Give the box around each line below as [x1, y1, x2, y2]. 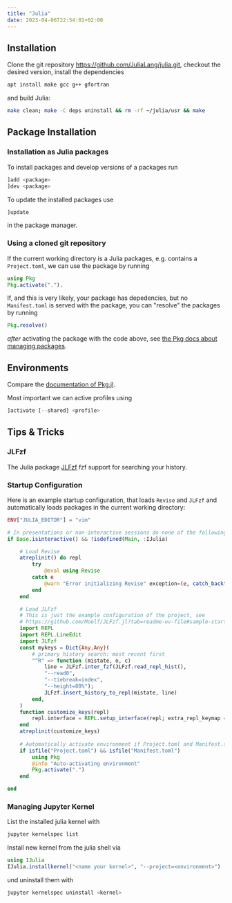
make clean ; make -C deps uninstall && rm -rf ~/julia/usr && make [7, 107, 206, 114]
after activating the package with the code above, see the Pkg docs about [7, 334, 217, 343]
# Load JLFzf [19, 605, 57, 613]
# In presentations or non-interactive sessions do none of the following [7, 529, 227, 536]
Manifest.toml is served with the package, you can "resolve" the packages [7, 301, 221, 310]
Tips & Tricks [7, 427, 65, 438]
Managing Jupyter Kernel [7, 802, 95, 812]
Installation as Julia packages [7, 147, 109, 157]
